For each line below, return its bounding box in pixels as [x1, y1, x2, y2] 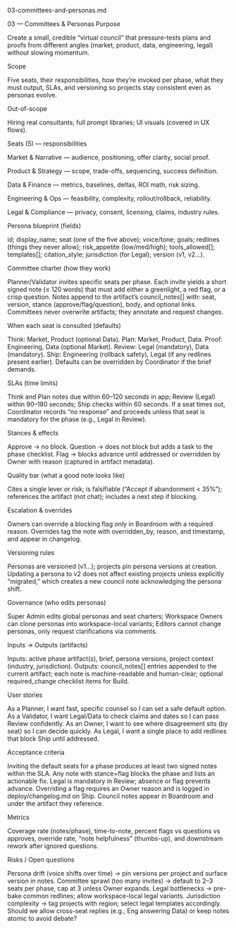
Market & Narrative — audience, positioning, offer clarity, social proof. [7, 153, 210, 161]
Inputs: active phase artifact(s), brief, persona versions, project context [7, 654, 213, 663]
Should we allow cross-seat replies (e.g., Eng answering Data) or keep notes [7, 907, 230, 915]
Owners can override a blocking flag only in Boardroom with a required [7, 519, 213, 528]
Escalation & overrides [7, 506, 73, 515]
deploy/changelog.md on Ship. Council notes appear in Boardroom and [7, 792, 213, 800]
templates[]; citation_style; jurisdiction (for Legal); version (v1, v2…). [7, 250, 205, 259]
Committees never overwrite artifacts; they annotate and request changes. [7, 307, 224, 316]
